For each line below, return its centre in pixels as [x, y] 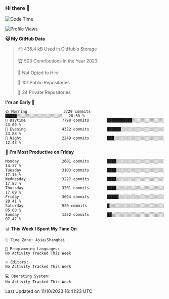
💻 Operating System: [28, 276]
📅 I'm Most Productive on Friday [40, 152]
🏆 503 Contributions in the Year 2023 [57, 61]
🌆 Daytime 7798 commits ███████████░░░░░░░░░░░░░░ [85, 121]
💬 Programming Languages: [32, 249]
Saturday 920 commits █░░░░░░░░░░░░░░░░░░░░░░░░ [85, 206]
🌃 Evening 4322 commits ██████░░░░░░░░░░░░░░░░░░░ [85, 129]
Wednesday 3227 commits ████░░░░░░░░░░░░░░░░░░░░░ [85, 179]
